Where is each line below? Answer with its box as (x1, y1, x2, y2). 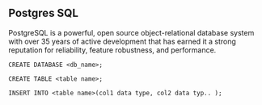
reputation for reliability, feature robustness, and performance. (8, 44, 217, 55)
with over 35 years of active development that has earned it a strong (8, 36, 237, 46)
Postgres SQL (8, 6, 79, 20)
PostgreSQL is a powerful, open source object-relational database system (8, 27, 255, 37)
